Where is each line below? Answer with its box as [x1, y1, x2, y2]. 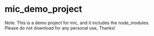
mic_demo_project [4, 3, 82, 15]
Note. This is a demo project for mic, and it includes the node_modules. [4, 20, 150, 26]
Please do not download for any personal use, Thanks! [4, 25, 115, 31]
